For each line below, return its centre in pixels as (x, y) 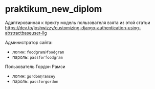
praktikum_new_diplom (54, 9)
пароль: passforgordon (35, 81)
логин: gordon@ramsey (34, 76)
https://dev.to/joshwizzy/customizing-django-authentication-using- (73, 27)
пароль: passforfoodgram (37, 57)
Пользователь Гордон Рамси (35, 67)
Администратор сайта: (29, 42)
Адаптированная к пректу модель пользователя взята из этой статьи (78, 22)
